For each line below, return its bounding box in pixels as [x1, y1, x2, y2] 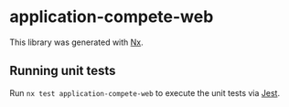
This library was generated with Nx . [9, 37, 144, 48]
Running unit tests [9, 63, 116, 79]
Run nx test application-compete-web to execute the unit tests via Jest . [9, 87, 281, 98]
